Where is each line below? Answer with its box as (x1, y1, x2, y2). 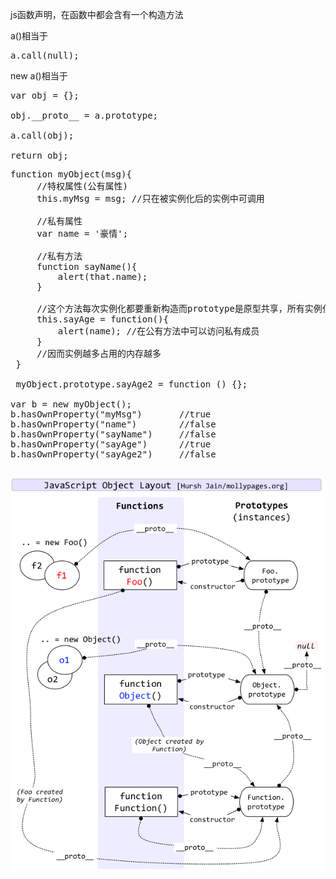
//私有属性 (36, 216, 83, 227)
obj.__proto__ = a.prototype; (10, 110, 159, 121)
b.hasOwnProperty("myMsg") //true (10, 409, 212, 420)
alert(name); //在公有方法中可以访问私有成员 (57, 326, 260, 337)
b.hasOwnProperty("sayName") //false (10, 429, 217, 440)
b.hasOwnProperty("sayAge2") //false (10, 449, 217, 460)
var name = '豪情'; (36, 228, 129, 239)
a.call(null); (10, 50, 80, 61)
